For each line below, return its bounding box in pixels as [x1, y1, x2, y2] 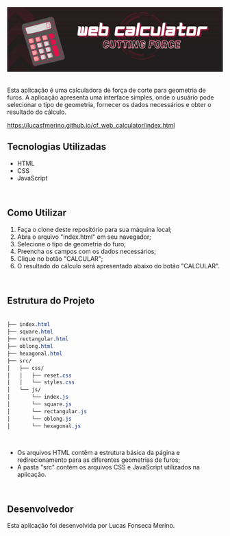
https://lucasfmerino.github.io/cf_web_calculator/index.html [7, 121, 175, 130]
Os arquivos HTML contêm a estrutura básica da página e [16, 448, 180, 456]
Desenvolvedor [7, 503, 74, 515]
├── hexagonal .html [7, 350, 63, 357]
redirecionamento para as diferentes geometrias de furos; [16, 456, 180, 464]
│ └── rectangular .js [7, 408, 88, 415]
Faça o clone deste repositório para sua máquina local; [16, 225, 172, 233]
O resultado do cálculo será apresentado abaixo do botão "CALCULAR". [16, 261, 220, 270]
